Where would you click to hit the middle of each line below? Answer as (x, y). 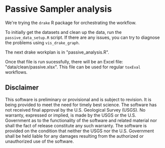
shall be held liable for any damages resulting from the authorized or (74, 136)
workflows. (16, 72)
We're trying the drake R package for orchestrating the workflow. (71, 23)
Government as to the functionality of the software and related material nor (81, 120)
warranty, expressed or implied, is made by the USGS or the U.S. (71, 115)
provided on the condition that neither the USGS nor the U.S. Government (80, 131)
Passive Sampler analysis (59, 9)
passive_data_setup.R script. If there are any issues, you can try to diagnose (82, 37)
